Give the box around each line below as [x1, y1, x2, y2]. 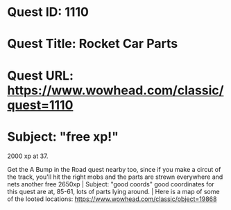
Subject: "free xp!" [7, 129, 119, 144]
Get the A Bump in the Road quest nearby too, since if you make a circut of [7, 165, 221, 173]
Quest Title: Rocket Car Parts [7, 36, 178, 52]
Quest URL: [7, 67, 74, 83]
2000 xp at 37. [7, 152, 49, 160]
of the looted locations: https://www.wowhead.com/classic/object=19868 [7, 195, 217, 203]
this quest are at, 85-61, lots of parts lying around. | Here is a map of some [7, 187, 220, 195]
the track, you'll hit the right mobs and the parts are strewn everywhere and [7, 173, 223, 181]
